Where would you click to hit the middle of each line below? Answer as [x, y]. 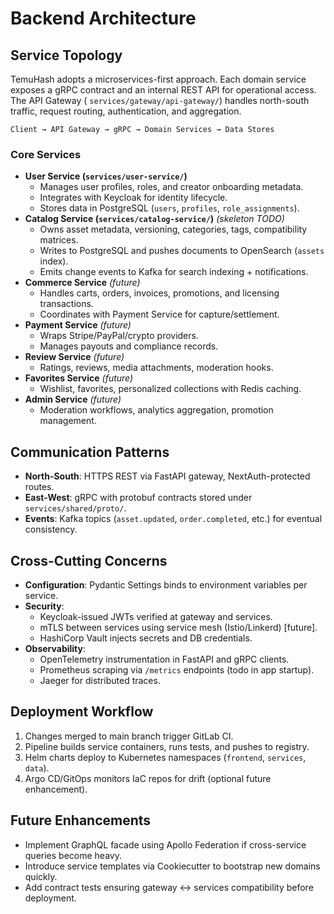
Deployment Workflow [82, 712]
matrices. [59, 240]
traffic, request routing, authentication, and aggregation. [126, 111]
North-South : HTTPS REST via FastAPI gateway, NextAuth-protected [167, 476]
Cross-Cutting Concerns [89, 560]
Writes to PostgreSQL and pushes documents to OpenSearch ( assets [182, 251]
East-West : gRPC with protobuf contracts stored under [138, 498]
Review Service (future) [74, 357]
